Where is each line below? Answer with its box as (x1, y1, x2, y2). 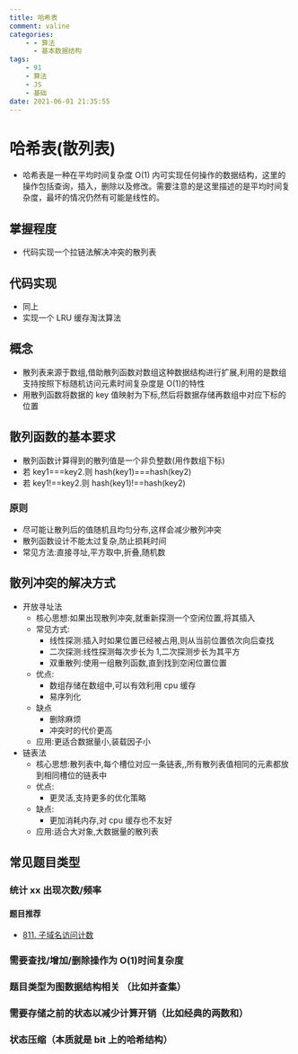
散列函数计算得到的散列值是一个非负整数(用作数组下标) (22, 455, 226, 466)
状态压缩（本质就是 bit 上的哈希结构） (9, 1033, 173, 1046)
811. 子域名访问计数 (22, 930, 94, 941)
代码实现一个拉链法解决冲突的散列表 (22, 246, 157, 257)
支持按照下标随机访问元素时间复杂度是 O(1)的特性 (22, 378, 206, 389)
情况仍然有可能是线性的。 (69, 192, 164, 203)
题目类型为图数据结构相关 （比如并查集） (9, 981, 187, 994)
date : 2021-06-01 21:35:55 (9, 96, 110, 106)
